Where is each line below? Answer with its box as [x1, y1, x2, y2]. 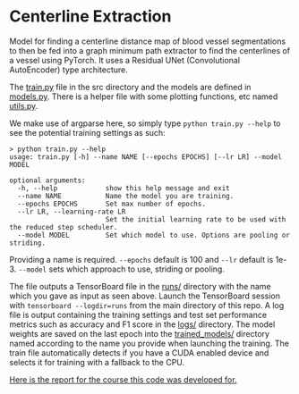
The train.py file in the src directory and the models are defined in [9, 81, 252, 92]
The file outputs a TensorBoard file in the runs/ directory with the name [9, 281, 271, 291]
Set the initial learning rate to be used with [105, 214, 286, 224]
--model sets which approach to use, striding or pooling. [18, 264, 226, 274]
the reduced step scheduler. [9, 222, 118, 231]
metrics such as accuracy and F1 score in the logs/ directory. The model [9, 319, 276, 330]
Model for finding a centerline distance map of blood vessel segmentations [9, 36, 286, 46]
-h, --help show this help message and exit [17, 183, 230, 193]
